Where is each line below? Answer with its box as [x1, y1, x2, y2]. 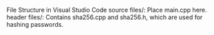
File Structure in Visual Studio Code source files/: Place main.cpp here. [6, 6, 207, 14]
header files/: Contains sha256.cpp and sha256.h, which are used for [6, 13, 203, 21]
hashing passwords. [6, 21, 63, 28]
